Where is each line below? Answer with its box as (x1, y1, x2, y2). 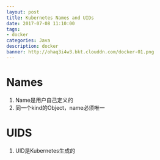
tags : (6, 26, 20, 32)
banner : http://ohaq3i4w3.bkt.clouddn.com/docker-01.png (6, 49, 155, 55)
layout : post (6, 9, 40, 15)
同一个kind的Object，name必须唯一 (15, 104, 105, 111)
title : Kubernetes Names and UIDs (6, 15, 95, 21)
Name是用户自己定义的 (15, 96, 73, 104)
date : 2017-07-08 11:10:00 (6, 20, 75, 26)
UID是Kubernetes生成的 (15, 147, 75, 154)
